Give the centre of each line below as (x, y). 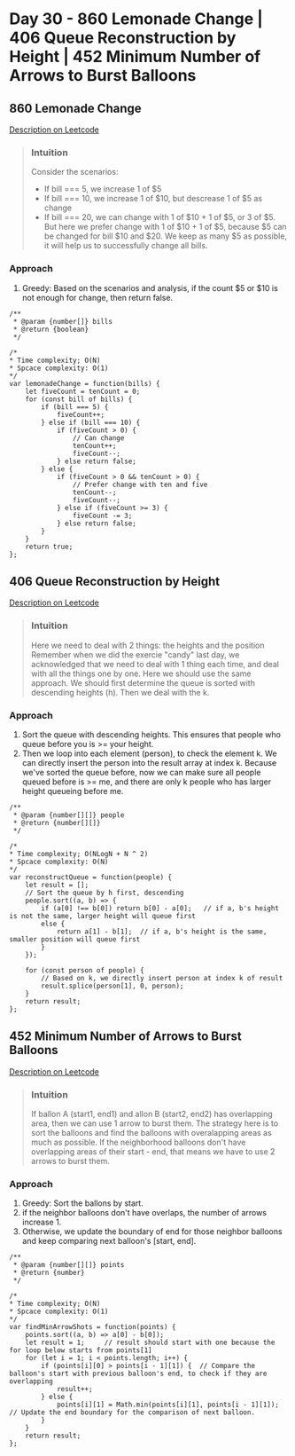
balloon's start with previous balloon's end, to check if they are (138, 1374)
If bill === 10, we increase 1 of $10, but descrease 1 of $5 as (153, 199)
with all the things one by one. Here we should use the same (141, 673)
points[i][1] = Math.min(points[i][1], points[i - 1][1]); (167, 1405)
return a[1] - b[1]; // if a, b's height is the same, (162, 932)
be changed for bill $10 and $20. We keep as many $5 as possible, (166, 236)
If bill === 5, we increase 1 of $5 (103, 189)
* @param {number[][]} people (69, 815)
